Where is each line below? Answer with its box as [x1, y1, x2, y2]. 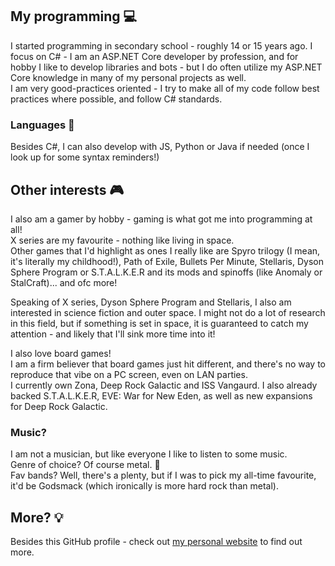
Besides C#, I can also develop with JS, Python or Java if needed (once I [10, 141, 310, 153]
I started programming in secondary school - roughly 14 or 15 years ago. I [10, 39, 313, 52]
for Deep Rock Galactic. [10, 400, 108, 412]
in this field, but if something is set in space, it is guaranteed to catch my [10, 317, 309, 329]
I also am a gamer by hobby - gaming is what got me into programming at [10, 213, 313, 225]
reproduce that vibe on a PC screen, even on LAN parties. [10, 368, 248, 380]
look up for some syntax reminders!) [10, 151, 160, 163]
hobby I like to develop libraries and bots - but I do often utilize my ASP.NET [10, 61, 323, 73]
